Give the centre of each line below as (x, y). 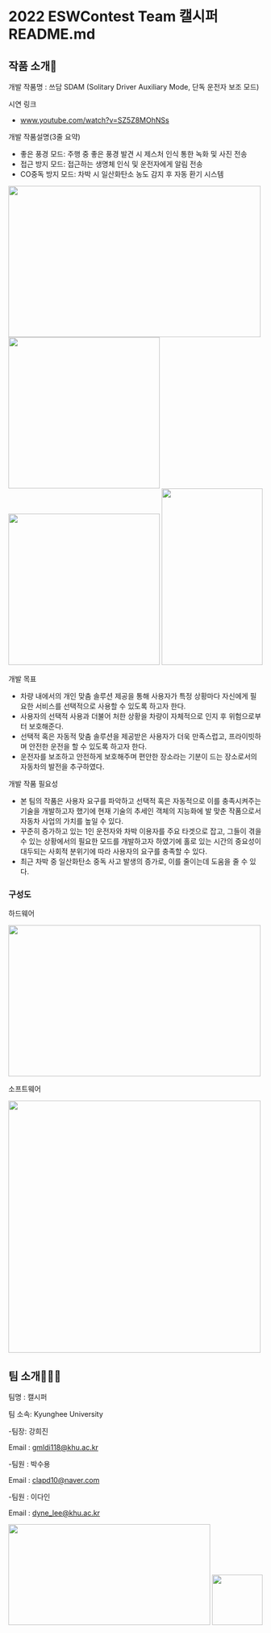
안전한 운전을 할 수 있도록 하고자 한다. (88, 746)
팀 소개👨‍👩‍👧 (35, 1376)
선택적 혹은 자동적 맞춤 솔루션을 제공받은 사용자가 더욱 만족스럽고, (123, 736)
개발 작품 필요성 (33, 784)
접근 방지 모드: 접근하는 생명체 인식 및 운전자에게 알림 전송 (111, 164)
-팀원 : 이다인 (29, 1497)
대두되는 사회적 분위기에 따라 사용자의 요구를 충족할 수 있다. (114, 851)
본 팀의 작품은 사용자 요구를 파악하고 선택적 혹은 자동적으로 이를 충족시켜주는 (141, 801)
